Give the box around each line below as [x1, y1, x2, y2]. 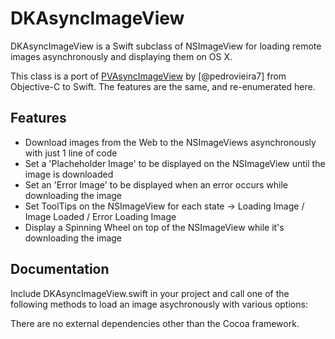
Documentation [10, 261, 110, 278]
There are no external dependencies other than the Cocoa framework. [10, 317, 300, 329]
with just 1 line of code [24, 147, 118, 159]
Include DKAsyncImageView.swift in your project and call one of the [10, 287, 290, 299]
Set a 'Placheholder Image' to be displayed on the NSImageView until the [24, 157, 326, 169]
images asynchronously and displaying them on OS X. [10, 50, 233, 62]
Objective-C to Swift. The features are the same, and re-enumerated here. [10, 80, 316, 92]
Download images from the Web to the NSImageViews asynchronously [24, 136, 317, 148]
